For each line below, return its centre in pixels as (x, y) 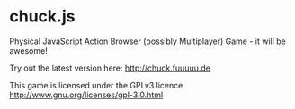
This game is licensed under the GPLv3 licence (96, 85)
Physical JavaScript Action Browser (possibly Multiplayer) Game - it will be (147, 41)
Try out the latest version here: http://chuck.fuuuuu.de (110, 68)
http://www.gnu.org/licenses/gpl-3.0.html (86, 95)
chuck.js (42, 17)
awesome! (28, 50)
